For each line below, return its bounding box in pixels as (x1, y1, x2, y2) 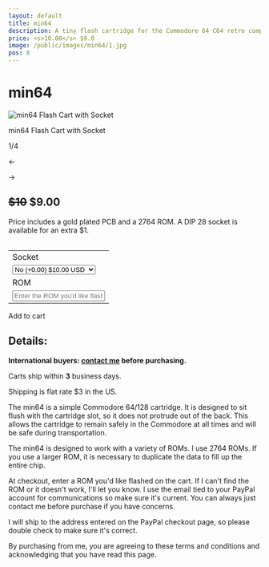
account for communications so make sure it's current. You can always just (8, 492, 256, 502)
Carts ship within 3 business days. (8, 371, 122, 381)
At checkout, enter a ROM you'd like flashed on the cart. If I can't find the (8, 476, 250, 485)
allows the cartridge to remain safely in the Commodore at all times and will (8, 419, 256, 429)
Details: (8, 334, 48, 348)
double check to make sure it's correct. (8, 525, 138, 535)
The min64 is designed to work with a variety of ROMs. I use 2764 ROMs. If (8, 443, 258, 453)
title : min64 (8, 19, 52, 27)
